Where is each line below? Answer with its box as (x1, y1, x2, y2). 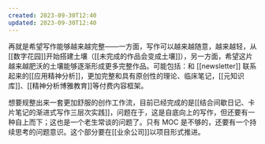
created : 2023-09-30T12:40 (8, 11, 97, 20)
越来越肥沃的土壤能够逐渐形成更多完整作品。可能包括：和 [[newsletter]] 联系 (8, 61, 257, 71)
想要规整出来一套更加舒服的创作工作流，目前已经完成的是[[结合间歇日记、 (8, 98, 248, 107)
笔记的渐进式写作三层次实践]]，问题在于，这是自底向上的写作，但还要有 (14, 107, 248, 116)
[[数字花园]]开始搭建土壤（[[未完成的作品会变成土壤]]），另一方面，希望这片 (8, 51, 253, 61)
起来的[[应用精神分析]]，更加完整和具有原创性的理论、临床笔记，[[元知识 (8, 71, 244, 80)
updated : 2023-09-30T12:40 (8, 19, 97, 27)
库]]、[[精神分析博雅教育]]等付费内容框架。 (8, 80, 148, 90)
